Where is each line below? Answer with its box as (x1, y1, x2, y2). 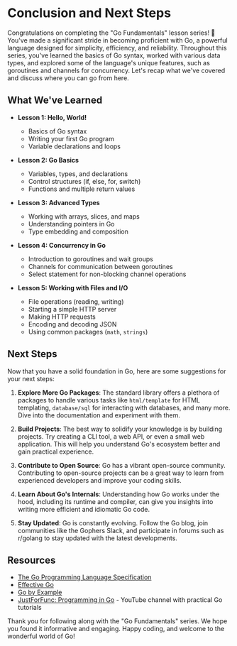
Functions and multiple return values (28, 185, 136, 193)
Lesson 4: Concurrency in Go (17, 241, 106, 249)
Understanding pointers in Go (28, 219, 115, 228)
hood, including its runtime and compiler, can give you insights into (17, 497, 214, 505)
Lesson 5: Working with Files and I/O (17, 283, 128, 292)
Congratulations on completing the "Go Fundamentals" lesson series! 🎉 (7, 28, 216, 37)
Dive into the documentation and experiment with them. (17, 410, 181, 420)
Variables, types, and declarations (28, 169, 128, 178)
